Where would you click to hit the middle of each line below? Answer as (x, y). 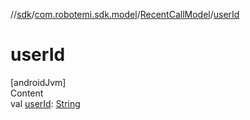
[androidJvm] (38, 82)
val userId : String (45, 103)
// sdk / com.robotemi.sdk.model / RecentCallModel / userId (125, 14)
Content (27, 93)
